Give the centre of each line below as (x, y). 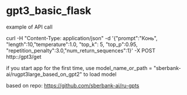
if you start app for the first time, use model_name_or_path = (79, 68)
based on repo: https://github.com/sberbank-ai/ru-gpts (73, 85)
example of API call (29, 27)
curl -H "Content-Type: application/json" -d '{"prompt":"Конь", (82, 38)
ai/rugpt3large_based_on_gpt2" (44, 74)
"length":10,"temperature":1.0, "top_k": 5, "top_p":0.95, (72, 44)
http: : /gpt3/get (24, 57)
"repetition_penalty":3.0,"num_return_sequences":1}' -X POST (81, 50)
